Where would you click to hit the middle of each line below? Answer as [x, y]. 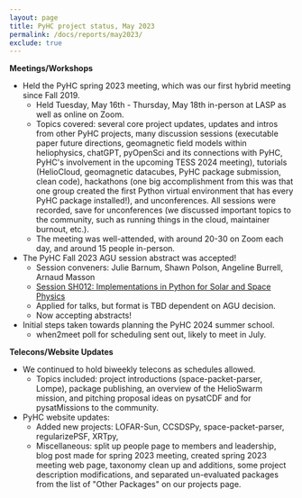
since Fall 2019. [51, 95]
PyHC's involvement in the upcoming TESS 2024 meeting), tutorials [161, 162]
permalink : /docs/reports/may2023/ [76, 34]
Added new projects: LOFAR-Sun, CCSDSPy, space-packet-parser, [160, 427]
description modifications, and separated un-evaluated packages [157, 475]
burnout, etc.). [63, 230]
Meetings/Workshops [51, 68]
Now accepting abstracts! [84, 315]
